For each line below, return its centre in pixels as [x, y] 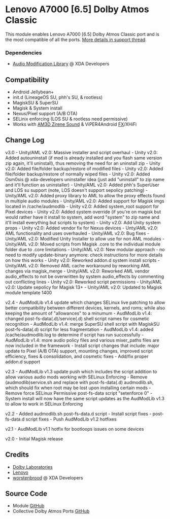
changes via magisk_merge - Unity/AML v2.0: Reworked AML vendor [77, 271]
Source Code [26, 494]
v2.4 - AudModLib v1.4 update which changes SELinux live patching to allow [85, 302]
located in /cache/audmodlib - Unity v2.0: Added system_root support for [82, 206]
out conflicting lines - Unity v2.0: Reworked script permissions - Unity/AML [84, 282]
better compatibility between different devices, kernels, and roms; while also [85, 307]
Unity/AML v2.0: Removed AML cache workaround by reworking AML [78, 265]
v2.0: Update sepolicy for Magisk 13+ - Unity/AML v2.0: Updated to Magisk [84, 287]
